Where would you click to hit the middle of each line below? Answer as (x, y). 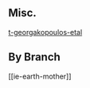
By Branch (35, 57)
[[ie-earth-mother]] (40, 76)
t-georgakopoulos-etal (45, 32)
